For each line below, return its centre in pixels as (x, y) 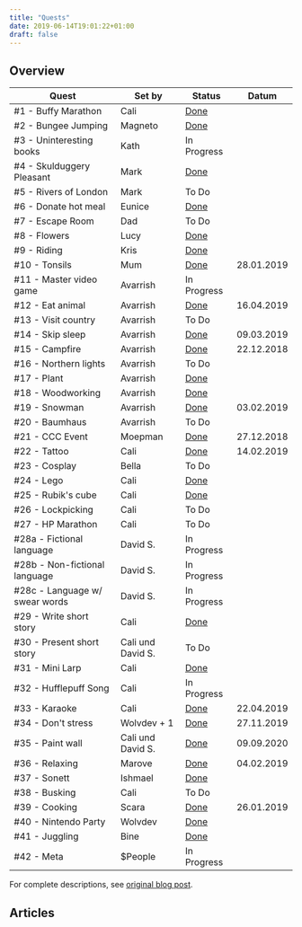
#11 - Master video (56, 279)
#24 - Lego (39, 481)
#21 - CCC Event (51, 437)
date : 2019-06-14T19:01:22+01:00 (72, 26)
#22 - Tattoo (41, 452)
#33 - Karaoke (45, 709)
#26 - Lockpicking (54, 510)
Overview (37, 71)
